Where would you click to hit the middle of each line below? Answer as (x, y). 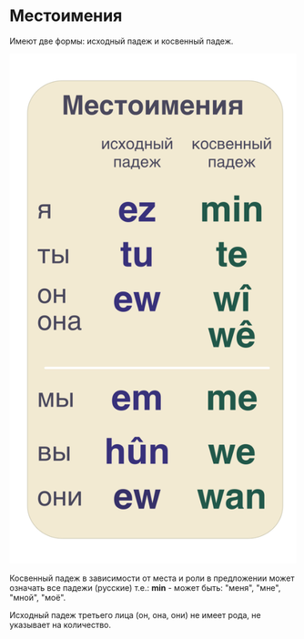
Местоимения (66, 16)
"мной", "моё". (38, 597)
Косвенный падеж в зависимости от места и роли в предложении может (152, 578)
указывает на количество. (61, 624)
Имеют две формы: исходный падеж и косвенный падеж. (122, 41)
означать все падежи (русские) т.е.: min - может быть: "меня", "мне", (145, 587)
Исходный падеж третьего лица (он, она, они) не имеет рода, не (135, 614)
